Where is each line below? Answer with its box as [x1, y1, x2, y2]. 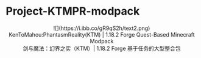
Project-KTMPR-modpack [5, 4, 140, 18]
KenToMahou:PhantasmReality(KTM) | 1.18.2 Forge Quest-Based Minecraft [8, 31, 196, 38]
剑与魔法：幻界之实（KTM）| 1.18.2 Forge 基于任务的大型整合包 [23, 45, 181, 52]
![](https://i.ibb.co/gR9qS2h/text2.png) [53, 24, 150, 32]
